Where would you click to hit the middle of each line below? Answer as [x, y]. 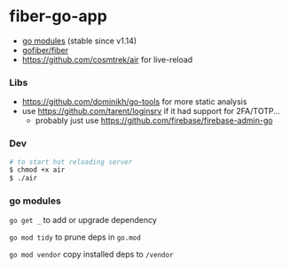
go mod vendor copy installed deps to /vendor [92, 255]
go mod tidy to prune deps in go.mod [75, 237]
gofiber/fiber [45, 50]
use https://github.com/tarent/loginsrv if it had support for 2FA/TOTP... [151, 111]
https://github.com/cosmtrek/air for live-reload [107, 59]
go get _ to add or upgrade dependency [83, 220]
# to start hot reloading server [71, 162]
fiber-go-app [59, 16]
